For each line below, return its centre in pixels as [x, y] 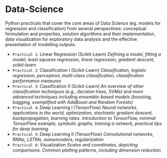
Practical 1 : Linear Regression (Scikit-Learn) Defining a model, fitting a [87, 54]
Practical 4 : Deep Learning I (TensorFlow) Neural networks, [75, 107]
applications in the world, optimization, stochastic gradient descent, [83, 113]
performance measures [37, 81]
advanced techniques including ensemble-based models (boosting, [82, 97]
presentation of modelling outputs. [41, 44]
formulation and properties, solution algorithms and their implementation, [80, 34]
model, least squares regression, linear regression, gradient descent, [83, 59]
